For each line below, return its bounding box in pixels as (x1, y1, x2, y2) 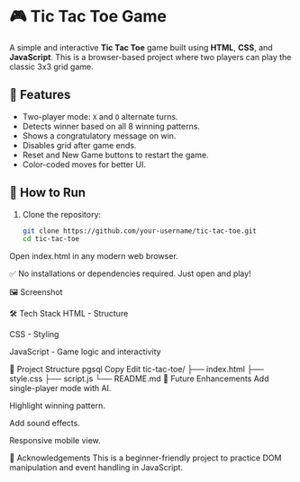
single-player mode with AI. (9, 383, 112, 394)
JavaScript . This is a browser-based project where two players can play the (9, 51, 292, 62)
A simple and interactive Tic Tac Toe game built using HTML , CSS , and (9, 41, 273, 53)
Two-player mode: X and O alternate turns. (22, 111, 178, 121)
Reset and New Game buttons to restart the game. (22, 149, 209, 160)
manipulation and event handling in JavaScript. (9, 462, 183, 473)
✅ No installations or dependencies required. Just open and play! (9, 268, 251, 279)
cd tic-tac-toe (22, 235, 80, 244)
